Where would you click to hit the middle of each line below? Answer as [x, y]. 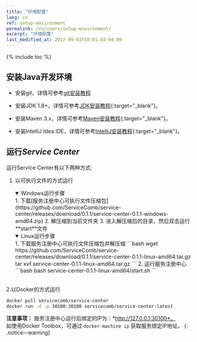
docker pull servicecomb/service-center [58, 301]
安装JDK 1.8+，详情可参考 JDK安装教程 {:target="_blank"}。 [88, 105]
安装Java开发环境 [39, 77]
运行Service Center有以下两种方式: [49, 167]
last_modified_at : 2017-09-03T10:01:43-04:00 [64, 40]
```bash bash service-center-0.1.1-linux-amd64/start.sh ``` [86, 270]
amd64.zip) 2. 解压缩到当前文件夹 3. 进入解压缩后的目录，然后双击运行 [102, 221]
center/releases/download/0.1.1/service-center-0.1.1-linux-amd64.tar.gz [103, 257]
